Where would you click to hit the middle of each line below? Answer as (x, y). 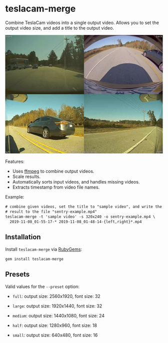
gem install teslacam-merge (34, 259)
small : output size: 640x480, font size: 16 (55, 335)
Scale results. (26, 177)
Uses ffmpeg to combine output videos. (53, 171)
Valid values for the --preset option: (42, 286)
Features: (15, 161)
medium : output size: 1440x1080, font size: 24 (58, 315)
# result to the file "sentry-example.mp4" (51, 212)
